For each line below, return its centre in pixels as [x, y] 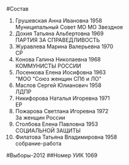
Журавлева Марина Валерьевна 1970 [64, 46]
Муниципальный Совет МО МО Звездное [69, 27]
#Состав [17, 9]
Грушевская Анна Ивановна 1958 [59, 20]
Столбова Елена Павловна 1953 [57, 124]
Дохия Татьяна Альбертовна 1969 [59, 33]
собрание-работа [38, 143]
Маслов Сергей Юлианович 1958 [58, 85]
